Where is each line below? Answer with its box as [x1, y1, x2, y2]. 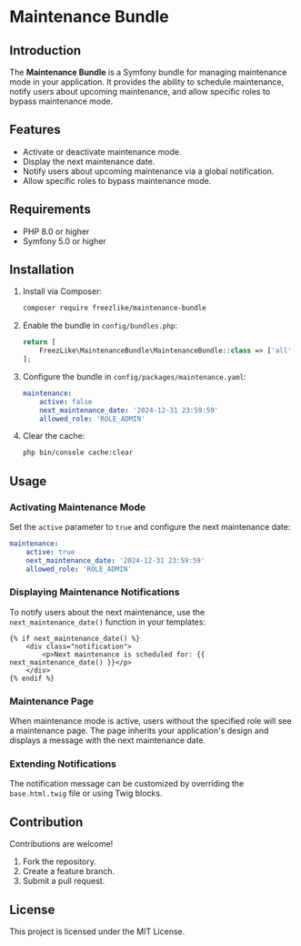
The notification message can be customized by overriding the [9, 778, 245, 789]
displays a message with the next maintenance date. [9, 735, 206, 746]
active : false [39, 397, 93, 406]
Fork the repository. [22, 856, 97, 867]
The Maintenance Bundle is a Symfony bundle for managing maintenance [9, 66, 287, 77]
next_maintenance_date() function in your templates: [9, 616, 206, 627]
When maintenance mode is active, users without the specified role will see [9, 716, 293, 727]
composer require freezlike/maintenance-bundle [22, 303, 206, 313]
